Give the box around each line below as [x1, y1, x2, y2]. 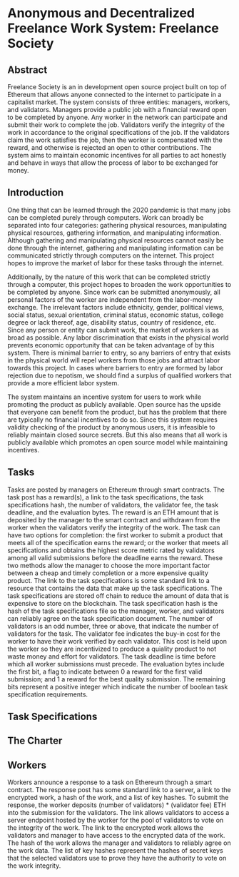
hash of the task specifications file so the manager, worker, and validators [7, 607, 225, 615]
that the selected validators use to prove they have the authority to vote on [7, 854, 227, 863]
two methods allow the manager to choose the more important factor [7, 561, 210, 569]
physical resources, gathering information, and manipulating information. [7, 228, 221, 237]
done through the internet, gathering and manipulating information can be [7, 243, 224, 252]
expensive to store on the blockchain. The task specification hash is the [7, 599, 218, 607]
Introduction [7, 187, 64, 199]
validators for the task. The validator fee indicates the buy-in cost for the [7, 629, 220, 638]
